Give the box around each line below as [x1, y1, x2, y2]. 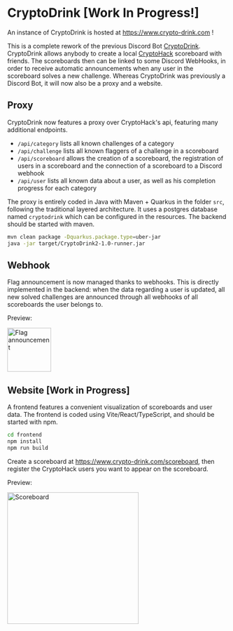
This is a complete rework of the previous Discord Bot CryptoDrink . [7, 41, 201, 50]
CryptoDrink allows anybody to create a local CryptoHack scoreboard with [7, 49, 223, 58]
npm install [7, 438, 42, 445]
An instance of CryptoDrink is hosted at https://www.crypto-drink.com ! [7, 28, 214, 36]
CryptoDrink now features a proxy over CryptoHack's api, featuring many [7, 118, 218, 126]
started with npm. [7, 418, 58, 426]
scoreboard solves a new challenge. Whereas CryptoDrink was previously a [7, 72, 226, 80]
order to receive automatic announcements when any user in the [7, 64, 194, 72]
